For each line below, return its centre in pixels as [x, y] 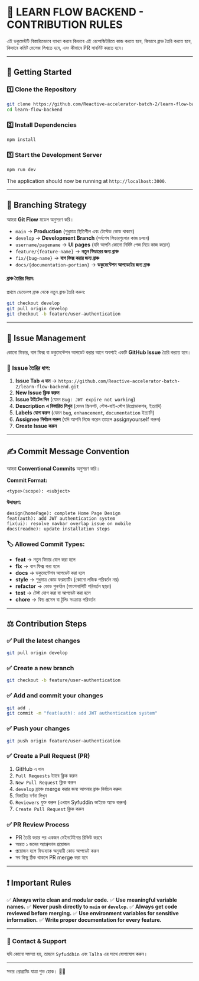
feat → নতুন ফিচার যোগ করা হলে [45, 559]
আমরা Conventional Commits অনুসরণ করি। [53, 469]
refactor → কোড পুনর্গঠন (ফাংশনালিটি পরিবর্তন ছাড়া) [63, 586]
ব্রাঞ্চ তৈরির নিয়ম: [21, 278]
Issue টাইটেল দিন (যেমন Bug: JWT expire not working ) [75, 400]
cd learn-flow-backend [35, 110]
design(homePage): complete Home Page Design [63, 514]
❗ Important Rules [39, 882]
